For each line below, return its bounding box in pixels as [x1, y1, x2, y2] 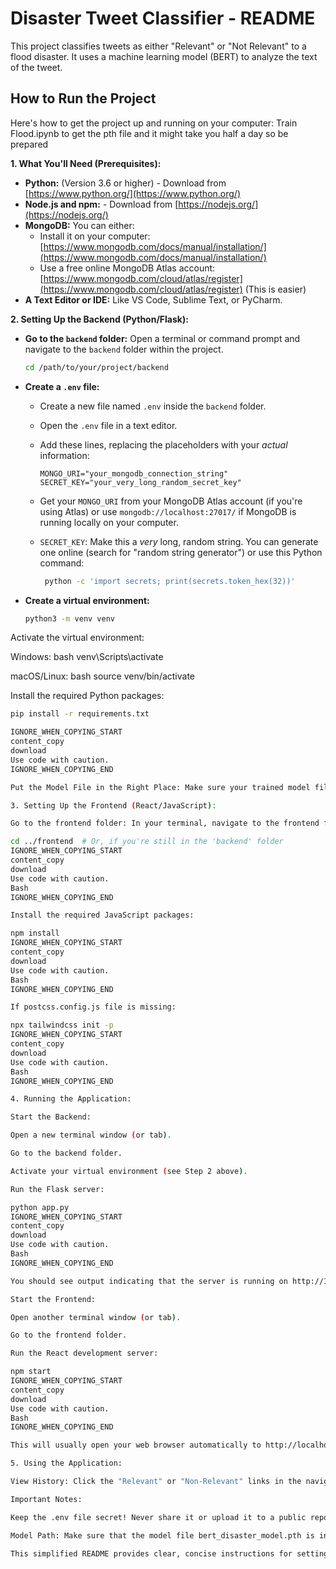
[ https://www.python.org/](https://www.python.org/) [24, 187, 242, 199]
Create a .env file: [24, 380, 100, 392]
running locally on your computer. [39, 516, 179, 528]
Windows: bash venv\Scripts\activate [10, 651, 164, 663]
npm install [10, 928, 60, 939]
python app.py [10, 1202, 70, 1212]
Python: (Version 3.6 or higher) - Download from [24, 177, 227, 189]
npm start [10, 1367, 52, 1377]
